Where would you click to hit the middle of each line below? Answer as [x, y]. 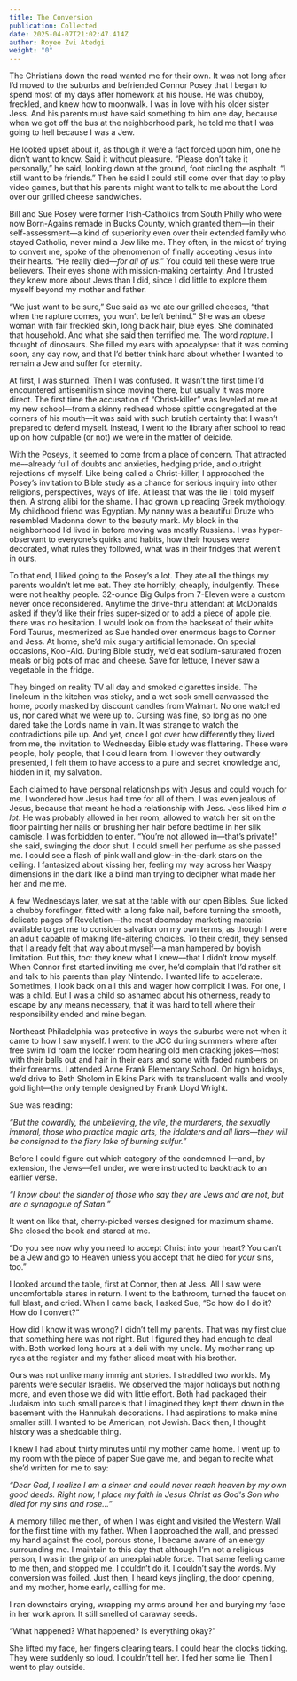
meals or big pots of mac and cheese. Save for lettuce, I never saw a [134, 661]
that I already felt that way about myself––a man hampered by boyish [135, 948]
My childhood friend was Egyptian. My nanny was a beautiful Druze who [142, 511]
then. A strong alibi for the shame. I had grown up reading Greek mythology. [148, 502]
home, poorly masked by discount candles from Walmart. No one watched [145, 706]
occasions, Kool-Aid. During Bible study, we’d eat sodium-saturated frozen [145, 651]
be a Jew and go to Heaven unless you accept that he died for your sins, [142, 1257]
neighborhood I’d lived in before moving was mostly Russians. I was [133, 530]
